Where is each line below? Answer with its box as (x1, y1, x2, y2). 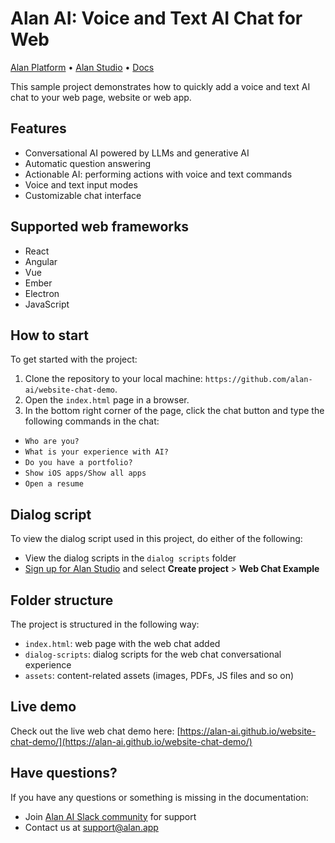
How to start (10, 327, 89, 344)
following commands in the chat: (24, 415, 160, 427)
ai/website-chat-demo (24, 385, 115, 396)
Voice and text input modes (24, 178, 138, 191)
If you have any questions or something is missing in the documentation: (10, 791, 309, 803)
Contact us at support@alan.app (24, 821, 159, 833)
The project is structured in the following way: (10, 618, 200, 630)
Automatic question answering (24, 157, 152, 169)
